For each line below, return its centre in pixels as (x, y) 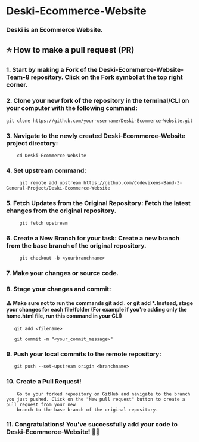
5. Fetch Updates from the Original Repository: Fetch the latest (98, 203)
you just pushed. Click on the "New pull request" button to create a (96, 399)
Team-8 (18, 77)
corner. (17, 85)
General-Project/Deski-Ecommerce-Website (58, 188)
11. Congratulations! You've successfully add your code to (92, 425)
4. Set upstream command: (46, 170)
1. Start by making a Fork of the (52, 70)
